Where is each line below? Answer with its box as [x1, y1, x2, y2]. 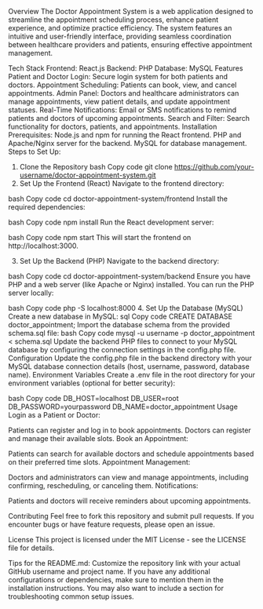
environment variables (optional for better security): [8, 378, 175, 388]
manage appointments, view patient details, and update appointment [8, 97, 230, 106]
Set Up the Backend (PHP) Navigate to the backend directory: [19, 257, 220, 265]
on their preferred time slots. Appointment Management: [8, 458, 191, 466]
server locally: [8, 288, 54, 297]
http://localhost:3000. [8, 241, 79, 250]
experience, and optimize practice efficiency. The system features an [8, 24, 232, 32]
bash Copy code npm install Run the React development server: [8, 217, 214, 227]
